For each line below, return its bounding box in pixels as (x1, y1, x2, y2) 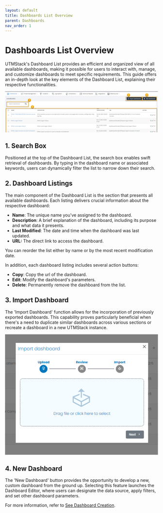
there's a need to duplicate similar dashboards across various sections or (5, 319, 152, 325)
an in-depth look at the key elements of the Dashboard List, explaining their (5, 77, 156, 82)
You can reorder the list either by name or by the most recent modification (5, 247, 153, 253)
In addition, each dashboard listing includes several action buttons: (5, 262, 139, 268)
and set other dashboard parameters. (5, 493, 80, 498)
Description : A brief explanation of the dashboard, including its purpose (12, 217, 157, 223)
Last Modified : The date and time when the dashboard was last (12, 227, 139, 234)
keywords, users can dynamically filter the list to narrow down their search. (5, 165, 155, 171)
